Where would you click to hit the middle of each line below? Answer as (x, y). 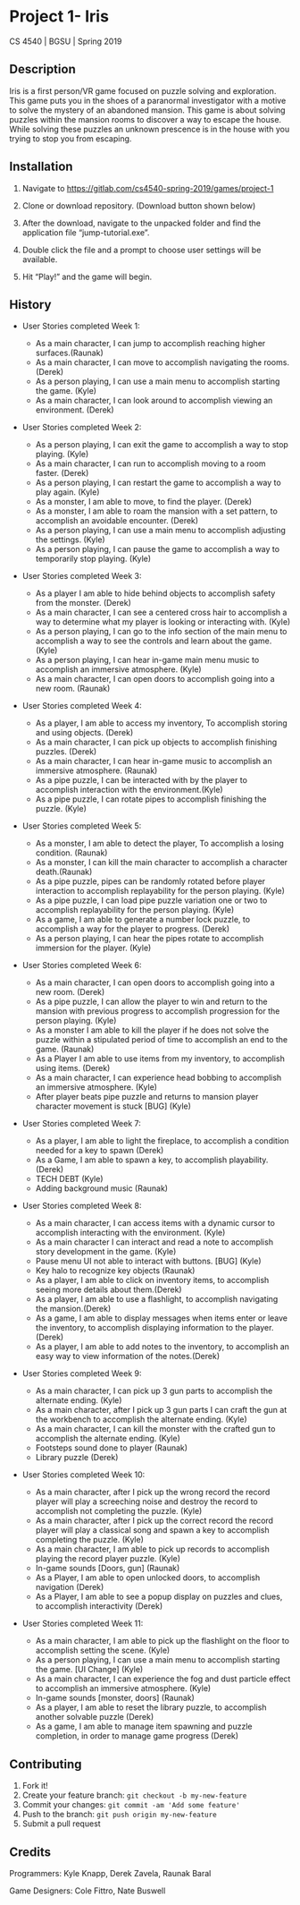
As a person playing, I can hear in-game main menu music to (147, 660)
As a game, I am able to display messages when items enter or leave (162, 1318)
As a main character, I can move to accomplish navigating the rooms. (162, 362)
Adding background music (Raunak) (101, 1188)
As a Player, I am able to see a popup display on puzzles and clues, (159, 1597)
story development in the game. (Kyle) (106, 1252)
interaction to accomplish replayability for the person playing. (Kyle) (160, 891)
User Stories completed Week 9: (82, 1373)
